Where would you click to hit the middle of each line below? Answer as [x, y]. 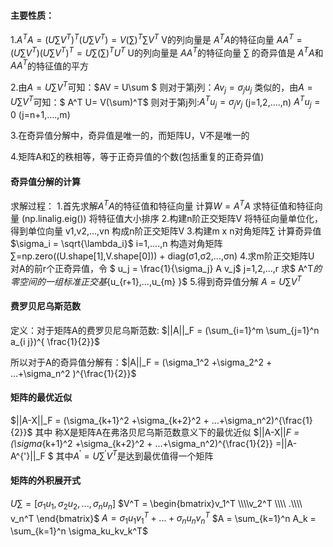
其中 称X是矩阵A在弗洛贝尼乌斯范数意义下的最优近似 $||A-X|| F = [167, 432]
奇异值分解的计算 [45, 181]
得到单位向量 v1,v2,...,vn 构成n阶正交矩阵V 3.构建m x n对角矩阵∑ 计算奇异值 [166, 231]
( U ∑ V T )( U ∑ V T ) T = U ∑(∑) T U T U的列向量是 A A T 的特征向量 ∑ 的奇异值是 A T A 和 [167, 52]
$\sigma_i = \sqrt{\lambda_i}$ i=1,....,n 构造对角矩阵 [116, 243]
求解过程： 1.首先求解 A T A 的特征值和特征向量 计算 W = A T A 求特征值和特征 [162, 205]
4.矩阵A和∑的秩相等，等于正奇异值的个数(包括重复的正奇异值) [137, 157]
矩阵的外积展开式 [45, 481]
